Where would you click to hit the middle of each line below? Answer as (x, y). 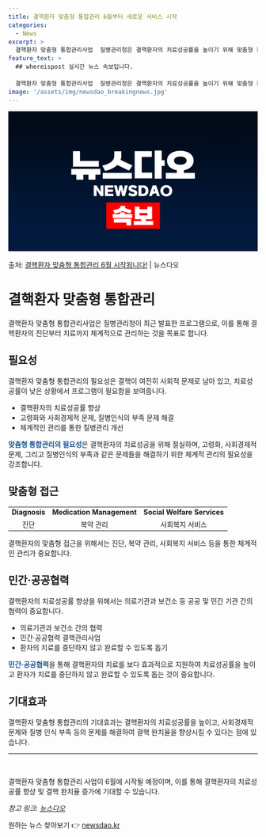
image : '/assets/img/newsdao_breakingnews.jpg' (88, 92)
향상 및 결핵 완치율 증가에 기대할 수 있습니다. (91, 791)
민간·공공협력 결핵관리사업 (60, 638)
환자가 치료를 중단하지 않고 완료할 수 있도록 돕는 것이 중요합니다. (116, 674)
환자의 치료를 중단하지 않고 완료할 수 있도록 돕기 (93, 647)
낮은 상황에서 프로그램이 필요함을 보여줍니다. (98, 391)
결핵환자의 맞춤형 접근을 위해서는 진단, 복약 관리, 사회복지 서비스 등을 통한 (122, 543)
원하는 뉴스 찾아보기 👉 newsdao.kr (64, 825)
